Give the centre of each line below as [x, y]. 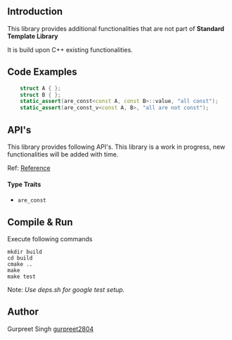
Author [23, 312]
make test [22, 277]
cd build [20, 258]
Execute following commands [50, 238]
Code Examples [42, 72]
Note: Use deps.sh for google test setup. [66, 289]
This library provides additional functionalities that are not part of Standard [116, 28]
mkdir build [25, 252]
